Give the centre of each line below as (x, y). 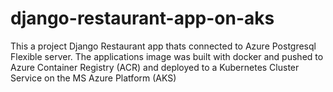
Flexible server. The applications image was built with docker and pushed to (167, 56)
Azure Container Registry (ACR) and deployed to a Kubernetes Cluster (155, 67)
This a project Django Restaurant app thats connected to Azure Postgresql (163, 46)
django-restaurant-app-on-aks (142, 18)
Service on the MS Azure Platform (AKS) (93, 78)
